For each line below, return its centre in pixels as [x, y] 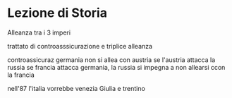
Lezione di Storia [57, 13]
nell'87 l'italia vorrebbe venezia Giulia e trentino [77, 88]
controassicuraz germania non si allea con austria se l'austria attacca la [111, 60]
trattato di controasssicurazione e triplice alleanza [80, 46]
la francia [21, 75]
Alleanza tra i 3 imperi [39, 32]
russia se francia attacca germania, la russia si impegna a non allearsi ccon [116, 67]
